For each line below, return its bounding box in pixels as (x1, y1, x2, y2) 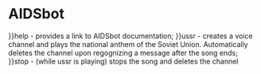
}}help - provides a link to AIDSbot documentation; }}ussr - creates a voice (8, 31, 253, 41)
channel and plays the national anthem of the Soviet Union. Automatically (8, 39, 248, 49)
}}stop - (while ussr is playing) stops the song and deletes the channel (8, 56, 239, 66)
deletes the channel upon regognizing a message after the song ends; (8, 48, 239, 57)
